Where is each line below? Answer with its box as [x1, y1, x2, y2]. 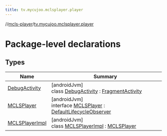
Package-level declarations [5, 38, 121, 50]
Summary [93, 73, 117, 80]
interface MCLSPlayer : [51, 102, 105, 109]
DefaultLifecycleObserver [51, 108, 111, 115]
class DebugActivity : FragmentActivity [51, 88, 142, 95]
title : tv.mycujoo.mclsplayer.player [5, 7, 83, 12]
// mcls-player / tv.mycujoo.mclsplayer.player [5, 21, 94, 27]
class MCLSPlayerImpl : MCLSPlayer [51, 123, 137, 130]
